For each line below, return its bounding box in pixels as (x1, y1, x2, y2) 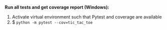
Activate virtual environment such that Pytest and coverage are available (12, 14, 162, 19)
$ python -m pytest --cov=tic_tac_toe (12, 19, 93, 25)
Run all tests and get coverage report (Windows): (5, 4, 109, 10)
